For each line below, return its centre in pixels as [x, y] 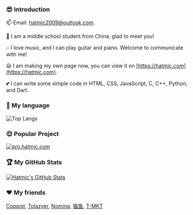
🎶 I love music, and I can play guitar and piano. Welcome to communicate [95, 48]
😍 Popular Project [33, 133]
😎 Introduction [28, 9]
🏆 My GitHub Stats [34, 162]
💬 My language [28, 106]
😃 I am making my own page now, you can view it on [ [72, 66]
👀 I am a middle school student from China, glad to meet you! [80, 36]
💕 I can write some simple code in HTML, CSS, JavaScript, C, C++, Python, [97, 84]
